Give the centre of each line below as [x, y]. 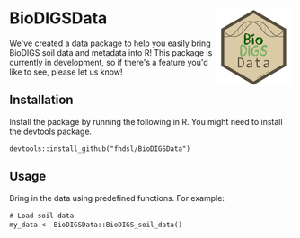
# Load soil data [42, 216]
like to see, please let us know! [66, 72]
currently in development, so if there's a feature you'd [109, 62]
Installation [41, 100]
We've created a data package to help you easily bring [110, 43]
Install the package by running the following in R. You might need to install [146, 121]
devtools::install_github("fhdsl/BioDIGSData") [100, 149]
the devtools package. [51, 131]
